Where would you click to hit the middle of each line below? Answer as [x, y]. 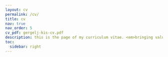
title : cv [15, 19]
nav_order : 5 [19, 28]
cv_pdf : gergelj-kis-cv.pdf [34, 33]
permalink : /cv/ [22, 14]
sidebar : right [25, 47]
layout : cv [16, 10]
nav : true [15, 24]
